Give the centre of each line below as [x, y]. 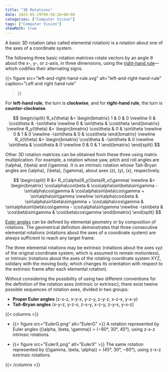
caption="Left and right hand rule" [41, 84]
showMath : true [21, 29]
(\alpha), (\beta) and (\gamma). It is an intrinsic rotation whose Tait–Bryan [81, 165]
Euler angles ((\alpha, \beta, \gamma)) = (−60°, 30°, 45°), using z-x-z [84, 329]
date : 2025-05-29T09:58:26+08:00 [40, 15]
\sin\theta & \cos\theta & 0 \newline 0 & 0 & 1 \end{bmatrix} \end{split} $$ [84, 145]
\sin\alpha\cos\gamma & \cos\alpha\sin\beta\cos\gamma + [84, 191]
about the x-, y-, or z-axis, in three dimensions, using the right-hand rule [80, 63]
